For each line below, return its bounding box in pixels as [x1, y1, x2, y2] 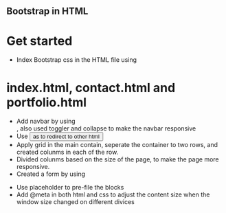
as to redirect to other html [32, 133, 100, 140]
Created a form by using [16, 170, 86, 178]
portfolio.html [6, 94, 87, 110]
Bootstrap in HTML [6, 5, 89, 17]
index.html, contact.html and [6, 80, 176, 96]
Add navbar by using [16, 117, 76, 126]
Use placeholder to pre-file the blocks [16, 183, 124, 192]
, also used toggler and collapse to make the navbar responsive [16, 124, 196, 133]
